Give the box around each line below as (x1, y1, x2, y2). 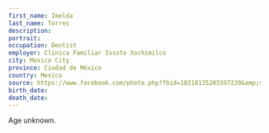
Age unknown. (8, 115, 56, 125)
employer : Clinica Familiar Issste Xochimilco (8, 49, 167, 57)
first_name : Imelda (8, 11, 74, 20)
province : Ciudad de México (8, 64, 102, 72)
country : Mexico (8, 71, 62, 79)
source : (8, 79, 34, 87)
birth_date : (8, 86, 48, 95)
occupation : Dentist (8, 42, 78, 50)
